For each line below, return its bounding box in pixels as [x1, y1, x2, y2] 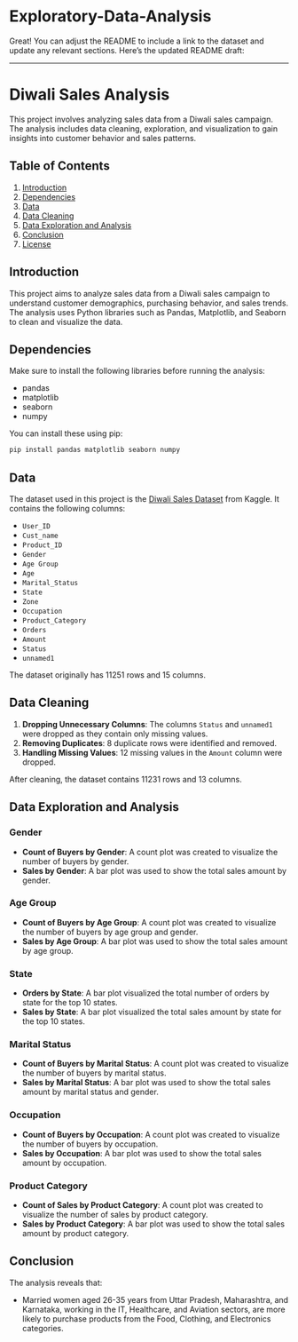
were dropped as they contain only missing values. [21, 728, 208, 739]
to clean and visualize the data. [9, 316, 123, 327]
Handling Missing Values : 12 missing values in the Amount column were [21, 747, 283, 758]
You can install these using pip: [9, 428, 123, 439]
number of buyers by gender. [21, 855, 129, 867]
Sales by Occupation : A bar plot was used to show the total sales [21, 1147, 263, 1158]
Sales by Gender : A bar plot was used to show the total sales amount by [21, 865, 286, 876]
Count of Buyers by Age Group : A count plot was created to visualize [21, 917, 277, 927]
